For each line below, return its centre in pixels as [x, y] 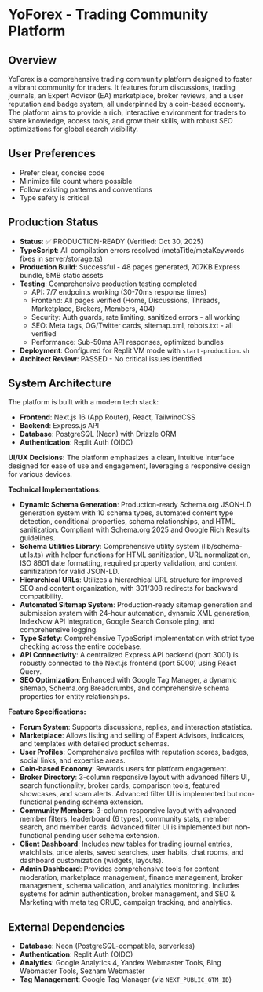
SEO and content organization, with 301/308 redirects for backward [128, 588]
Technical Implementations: [55, 489]
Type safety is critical [54, 197]
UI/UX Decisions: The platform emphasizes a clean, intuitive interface [121, 458]
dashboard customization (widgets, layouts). [91, 861]
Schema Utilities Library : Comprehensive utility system [110, 547]
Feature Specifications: [47, 712]
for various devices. [40, 474]
